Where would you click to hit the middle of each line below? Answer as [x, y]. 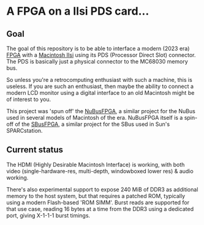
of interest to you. [28, 99]
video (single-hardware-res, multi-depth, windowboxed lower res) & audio [100, 171]
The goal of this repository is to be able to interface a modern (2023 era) [98, 48]
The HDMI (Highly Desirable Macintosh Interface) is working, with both [96, 164]
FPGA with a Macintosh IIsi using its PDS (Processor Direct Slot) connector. [101, 55]
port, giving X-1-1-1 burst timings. [48, 215]
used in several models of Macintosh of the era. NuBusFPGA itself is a [95, 118]
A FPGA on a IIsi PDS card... [78, 11]
